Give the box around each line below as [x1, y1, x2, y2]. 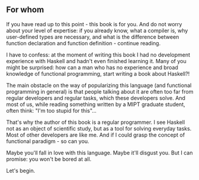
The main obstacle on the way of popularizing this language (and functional [6, 82, 192, 89]
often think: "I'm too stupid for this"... [6, 107, 97, 114]
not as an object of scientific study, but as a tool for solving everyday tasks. [6, 125, 192, 132]
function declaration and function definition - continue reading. [6, 39, 161, 46]
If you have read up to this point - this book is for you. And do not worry [6, 20, 182, 27]
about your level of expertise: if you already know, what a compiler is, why [6, 27, 188, 34]
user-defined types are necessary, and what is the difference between [6, 33, 179, 41]
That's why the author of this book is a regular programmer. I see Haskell [6, 119, 185, 126]
